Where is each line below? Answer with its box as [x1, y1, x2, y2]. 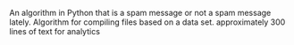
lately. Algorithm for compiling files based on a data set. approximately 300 [9, 17, 286, 27]
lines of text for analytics [9, 26, 101, 36]
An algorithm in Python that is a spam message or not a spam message [9, 8, 272, 18]
